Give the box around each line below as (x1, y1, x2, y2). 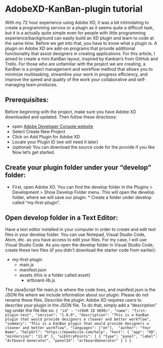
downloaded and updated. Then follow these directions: (5, 114, 117, 120)
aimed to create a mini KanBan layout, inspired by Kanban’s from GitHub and (5, 56, 158, 61)
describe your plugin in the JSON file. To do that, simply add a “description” (5, 302, 157, 308)
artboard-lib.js (26, 277, 55, 283)
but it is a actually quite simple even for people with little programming (5, 30, 146, 36)
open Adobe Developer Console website (12, 123, 93, 129)
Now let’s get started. (12, 149, 55, 155)
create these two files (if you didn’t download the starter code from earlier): (5, 247, 157, 253)
